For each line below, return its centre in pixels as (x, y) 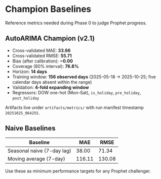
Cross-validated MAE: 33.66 (41, 50)
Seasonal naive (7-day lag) (40, 151)
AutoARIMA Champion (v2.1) (50, 38)
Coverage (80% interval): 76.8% (45, 66)
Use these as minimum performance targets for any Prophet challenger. (78, 171)
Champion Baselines (48, 9)
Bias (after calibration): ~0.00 (42, 61)
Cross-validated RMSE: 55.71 (42, 56)
